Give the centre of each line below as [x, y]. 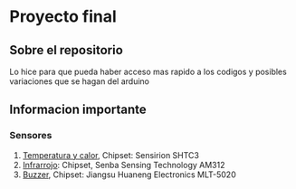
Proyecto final [63, 17]
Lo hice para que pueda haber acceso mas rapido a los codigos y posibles [148, 71]
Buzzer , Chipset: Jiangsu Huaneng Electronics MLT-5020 [129, 175]
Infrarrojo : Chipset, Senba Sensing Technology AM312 [124, 165]
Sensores [31, 136]
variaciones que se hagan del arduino [79, 81]
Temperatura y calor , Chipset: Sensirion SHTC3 [110, 155]
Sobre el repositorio [67, 50]
